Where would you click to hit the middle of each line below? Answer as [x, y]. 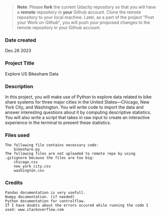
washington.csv [29, 171]
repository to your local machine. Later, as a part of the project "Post [85, 17]
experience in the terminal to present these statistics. [58, 123]
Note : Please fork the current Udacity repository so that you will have [86, 7]
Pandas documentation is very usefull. [45, 193]
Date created [21, 40]
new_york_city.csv [32, 167]
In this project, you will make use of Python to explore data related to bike [78, 97]
